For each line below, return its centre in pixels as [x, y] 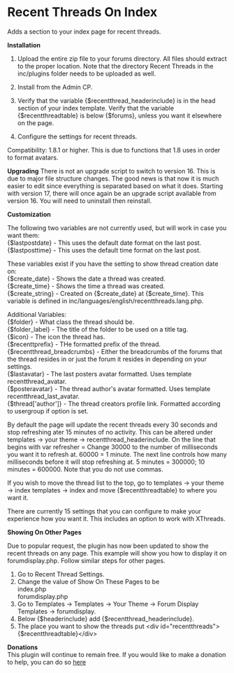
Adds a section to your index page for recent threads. [84, 31]
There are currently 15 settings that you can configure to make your [104, 511]
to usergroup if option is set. [48, 411]
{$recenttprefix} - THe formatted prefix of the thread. [84, 344]
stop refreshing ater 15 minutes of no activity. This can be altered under [110, 432]
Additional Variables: [37, 314]
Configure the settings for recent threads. [77, 136]
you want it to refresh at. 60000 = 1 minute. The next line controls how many [117, 454]
